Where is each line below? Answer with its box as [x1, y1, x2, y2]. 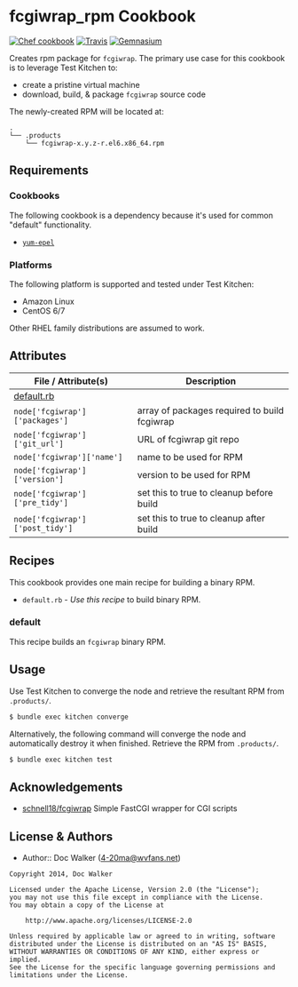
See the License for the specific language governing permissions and [9, 963, 276, 972]
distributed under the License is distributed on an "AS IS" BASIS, [9, 940, 268, 949]
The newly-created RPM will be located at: [9, 106, 164, 116]
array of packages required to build [137, 404, 285, 417]
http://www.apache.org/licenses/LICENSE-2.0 [25, 917, 192, 926]
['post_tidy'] [13, 522, 74, 533]
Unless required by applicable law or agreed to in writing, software [9, 932, 276, 941]
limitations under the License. [9, 971, 129, 980]
